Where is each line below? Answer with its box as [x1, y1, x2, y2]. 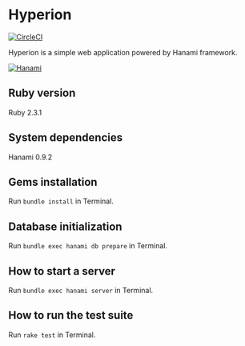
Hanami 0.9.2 [8, 152, 53, 162]
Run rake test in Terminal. [8, 330, 96, 340]
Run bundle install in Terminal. [8, 196, 114, 206]
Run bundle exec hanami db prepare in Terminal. [8, 241, 168, 251]
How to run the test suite [8, 308, 134, 322]
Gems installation [8, 175, 98, 189]
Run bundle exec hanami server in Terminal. [8, 286, 154, 295]
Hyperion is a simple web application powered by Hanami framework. [8, 47, 238, 57]
